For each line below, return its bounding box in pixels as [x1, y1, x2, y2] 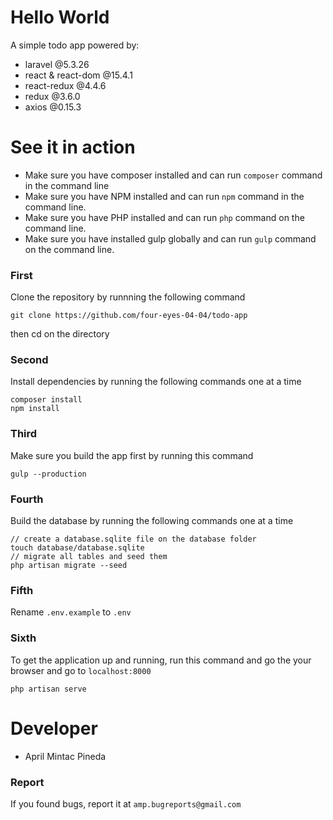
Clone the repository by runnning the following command [10, 291, 246, 303]
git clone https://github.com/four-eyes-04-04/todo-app [10, 311, 248, 321]
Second [10, 353, 49, 367]
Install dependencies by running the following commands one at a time [10, 376, 302, 388]
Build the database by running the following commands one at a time [10, 515, 294, 527]
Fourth [10, 492, 44, 506]
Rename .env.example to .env [10, 606, 132, 618]
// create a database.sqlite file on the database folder [10, 534, 257, 545]
